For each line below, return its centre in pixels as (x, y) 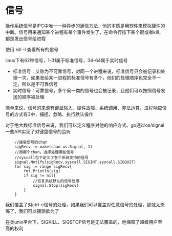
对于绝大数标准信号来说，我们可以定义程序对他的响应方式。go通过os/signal (85, 125)
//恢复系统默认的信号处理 (56, 181)
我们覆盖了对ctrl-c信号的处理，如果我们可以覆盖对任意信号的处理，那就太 (83, 204)
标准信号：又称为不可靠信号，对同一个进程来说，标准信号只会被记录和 (87, 71)
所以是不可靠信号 (40, 84)
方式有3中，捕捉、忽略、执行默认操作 (54, 114)
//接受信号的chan (31, 142)
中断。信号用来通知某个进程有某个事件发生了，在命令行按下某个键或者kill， (84, 32)
